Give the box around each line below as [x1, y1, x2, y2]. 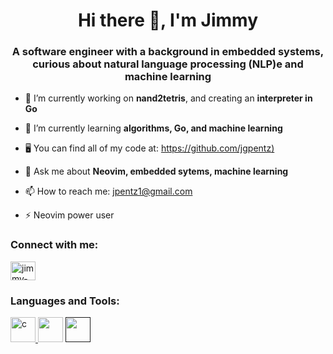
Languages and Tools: [10, 294, 120, 308]
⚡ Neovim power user [24, 209, 115, 221]
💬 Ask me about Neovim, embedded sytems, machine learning [24, 165, 289, 178]
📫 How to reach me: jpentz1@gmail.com [24, 185, 193, 198]
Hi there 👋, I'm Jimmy [77, 9, 259, 32]
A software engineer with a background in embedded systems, [11, 45, 325, 59]
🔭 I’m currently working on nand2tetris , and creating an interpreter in [24, 92, 313, 104]
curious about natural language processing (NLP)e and [32, 57, 304, 71]
